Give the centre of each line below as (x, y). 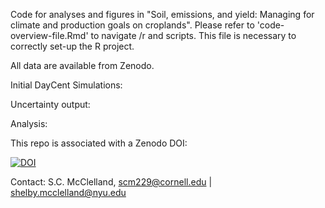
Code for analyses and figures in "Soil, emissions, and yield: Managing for (162, 14)
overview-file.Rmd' (49, 35)
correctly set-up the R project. (72, 46)
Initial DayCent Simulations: (66, 85)
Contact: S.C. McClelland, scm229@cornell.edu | (111, 182)
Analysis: (29, 123)
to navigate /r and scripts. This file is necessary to (193, 35)
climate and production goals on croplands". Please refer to (132, 25)
